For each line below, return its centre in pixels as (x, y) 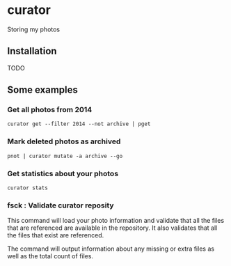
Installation (32, 51)
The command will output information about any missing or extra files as (111, 249)
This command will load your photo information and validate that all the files (116, 221)
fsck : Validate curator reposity (61, 205)
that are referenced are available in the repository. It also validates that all (112, 228)
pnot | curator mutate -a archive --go (65, 156)
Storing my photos (34, 29)
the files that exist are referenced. (56, 235)
